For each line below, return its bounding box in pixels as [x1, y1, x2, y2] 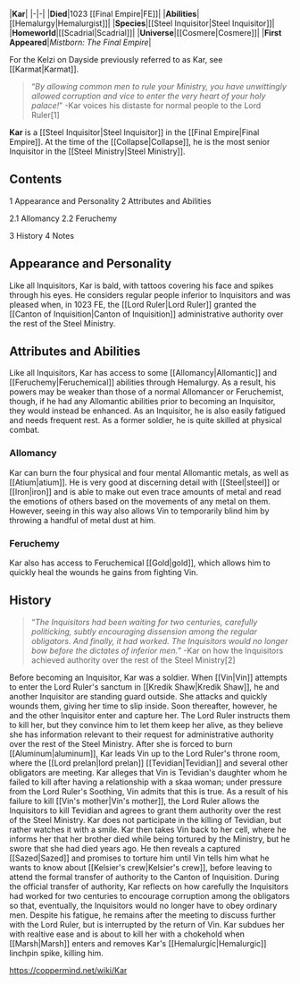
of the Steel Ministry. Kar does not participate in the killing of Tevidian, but [9, 814, 282, 825]
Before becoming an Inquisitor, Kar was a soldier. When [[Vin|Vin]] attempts [9, 672, 287, 683]
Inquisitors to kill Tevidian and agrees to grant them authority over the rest [9, 805, 281, 816]
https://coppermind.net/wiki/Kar [9, 964, 128, 975]
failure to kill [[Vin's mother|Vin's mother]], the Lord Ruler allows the [9, 795, 260, 806]
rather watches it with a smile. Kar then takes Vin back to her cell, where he [9, 824, 287, 835]
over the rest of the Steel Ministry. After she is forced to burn [9, 738, 234, 749]
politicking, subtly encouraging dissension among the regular [30, 626, 257, 637]
